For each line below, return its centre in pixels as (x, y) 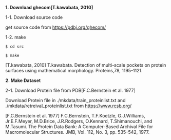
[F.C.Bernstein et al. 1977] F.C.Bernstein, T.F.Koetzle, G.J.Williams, (75, 116)
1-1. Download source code (34, 17)
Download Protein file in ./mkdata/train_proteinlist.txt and (65, 100)
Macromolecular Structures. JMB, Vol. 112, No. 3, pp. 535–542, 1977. (78, 132)
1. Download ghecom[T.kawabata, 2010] (49, 7)
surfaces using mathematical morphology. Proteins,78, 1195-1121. (74, 71)
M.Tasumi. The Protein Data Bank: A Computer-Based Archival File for (79, 127)
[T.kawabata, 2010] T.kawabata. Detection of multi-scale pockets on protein (86, 65)
